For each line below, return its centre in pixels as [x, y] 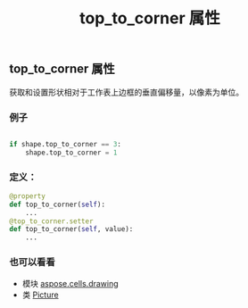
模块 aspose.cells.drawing [70, 283]
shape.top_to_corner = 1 [71, 153]
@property [28, 196]
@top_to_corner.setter [51, 221]
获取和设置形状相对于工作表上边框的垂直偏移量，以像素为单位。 [126, 92]
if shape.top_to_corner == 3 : [66, 144]
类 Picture [41, 295]
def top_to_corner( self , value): [71, 229]
